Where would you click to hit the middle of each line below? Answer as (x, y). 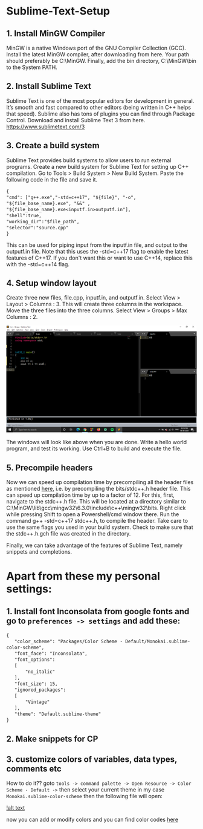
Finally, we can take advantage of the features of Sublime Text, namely (95, 545)
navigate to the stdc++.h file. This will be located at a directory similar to (96, 502)
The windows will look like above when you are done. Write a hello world (97, 442)
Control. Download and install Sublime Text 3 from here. (76, 120)
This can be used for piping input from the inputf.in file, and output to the (97, 245)
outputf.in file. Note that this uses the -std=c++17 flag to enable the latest (97, 251)
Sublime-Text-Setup (58, 11)
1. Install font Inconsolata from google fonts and (98, 611)
